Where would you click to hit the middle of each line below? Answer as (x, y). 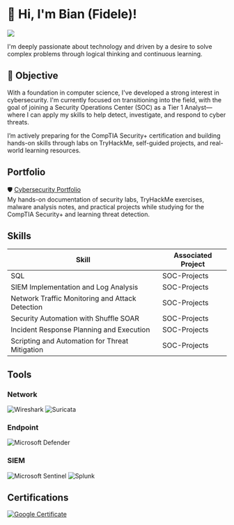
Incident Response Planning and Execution (80, 330)
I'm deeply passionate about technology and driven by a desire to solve (110, 46)
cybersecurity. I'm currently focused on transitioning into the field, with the (115, 99)
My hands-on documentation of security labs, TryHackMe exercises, (106, 199)
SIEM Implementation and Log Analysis (75, 287)
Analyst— (198, 107)
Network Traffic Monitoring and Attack (73, 298)
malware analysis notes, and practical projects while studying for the (106, 207)
